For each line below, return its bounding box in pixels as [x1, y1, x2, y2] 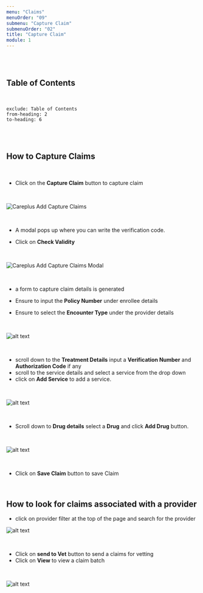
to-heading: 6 [6, 116, 43, 122]
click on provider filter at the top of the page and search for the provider [15, 515, 196, 522]
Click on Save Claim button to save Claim [15, 470, 119, 477]
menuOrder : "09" [6, 15, 47, 21]
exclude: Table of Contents [6, 106, 78, 112]
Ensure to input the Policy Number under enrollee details [15, 297, 158, 304]
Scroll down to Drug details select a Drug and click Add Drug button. [15, 422, 189, 429]
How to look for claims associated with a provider [6, 499, 198, 510]
